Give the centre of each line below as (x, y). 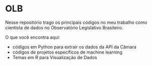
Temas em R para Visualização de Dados (55, 57)
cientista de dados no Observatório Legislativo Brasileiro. (64, 27)
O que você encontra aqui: (33, 37)
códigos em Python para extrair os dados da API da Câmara (74, 47)
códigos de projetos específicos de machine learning (67, 52)
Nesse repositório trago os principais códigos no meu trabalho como (76, 22)
